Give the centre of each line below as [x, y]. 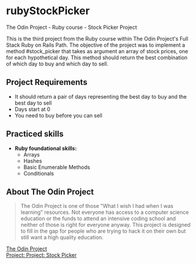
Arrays [31, 154]
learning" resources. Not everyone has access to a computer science [105, 212]
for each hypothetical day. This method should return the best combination [97, 57]
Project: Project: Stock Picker [41, 255]
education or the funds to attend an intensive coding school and [98, 219]
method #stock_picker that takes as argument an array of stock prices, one [97, 51]
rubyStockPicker [48, 11]
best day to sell [33, 103]
